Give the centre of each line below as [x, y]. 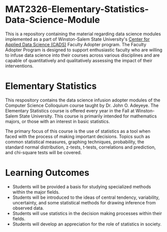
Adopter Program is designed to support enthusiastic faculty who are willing [84, 50]
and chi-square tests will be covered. [43, 152]
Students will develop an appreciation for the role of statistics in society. [87, 224]
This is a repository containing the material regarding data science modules [83, 34]
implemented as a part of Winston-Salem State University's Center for [77, 39]
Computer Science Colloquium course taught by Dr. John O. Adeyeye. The [82, 105]
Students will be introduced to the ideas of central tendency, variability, [86, 197]
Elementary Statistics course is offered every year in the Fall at [70, 110]
